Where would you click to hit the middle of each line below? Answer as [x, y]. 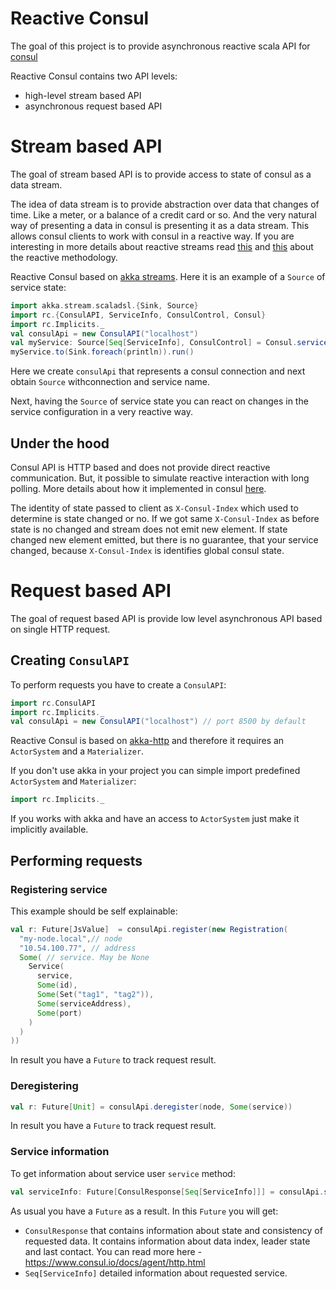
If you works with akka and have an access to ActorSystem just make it [155, 819]
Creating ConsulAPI [70, 660]
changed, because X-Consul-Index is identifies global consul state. [147, 550]
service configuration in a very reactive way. [101, 412]
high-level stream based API [83, 95]
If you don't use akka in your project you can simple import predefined [155, 771]
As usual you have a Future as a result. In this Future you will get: [144, 1211]
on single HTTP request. [60, 629]
